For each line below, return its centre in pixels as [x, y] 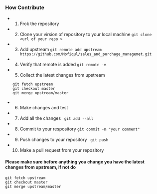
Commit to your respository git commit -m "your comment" [80, 129]
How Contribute [25, 8]
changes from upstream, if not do [41, 167]
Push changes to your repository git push [64, 140]
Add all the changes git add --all [57, 118]
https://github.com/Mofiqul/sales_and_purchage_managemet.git [86, 54]
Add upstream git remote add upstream [61, 50]
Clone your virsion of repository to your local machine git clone [86, 35]
